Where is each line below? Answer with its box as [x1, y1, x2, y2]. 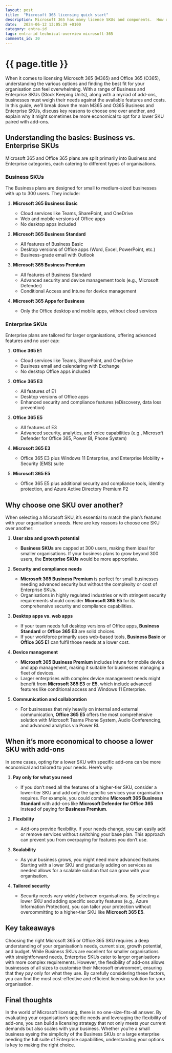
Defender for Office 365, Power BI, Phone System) [20, 435, 127, 441]
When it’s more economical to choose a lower [5, 737, 154, 746]
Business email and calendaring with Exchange [20, 363, 120, 369]
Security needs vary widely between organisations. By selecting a [20, 892, 160, 899]
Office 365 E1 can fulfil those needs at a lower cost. [20, 639, 130, 645]
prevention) [20, 405, 45, 411]
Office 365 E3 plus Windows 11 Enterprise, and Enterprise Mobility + [20, 455, 164, 461]
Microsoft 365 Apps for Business [12, 298, 85, 304]
